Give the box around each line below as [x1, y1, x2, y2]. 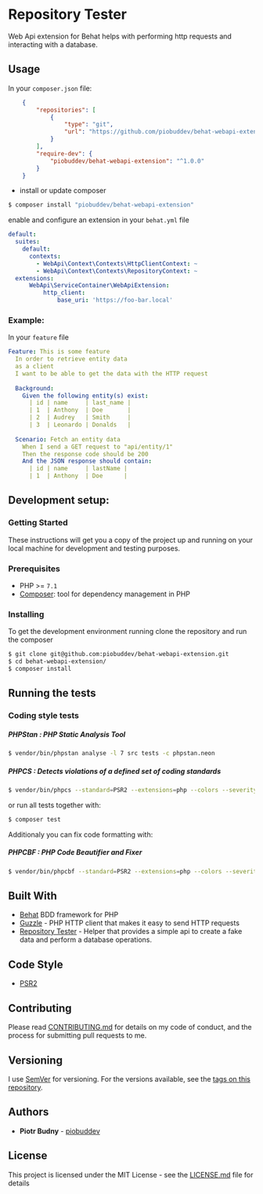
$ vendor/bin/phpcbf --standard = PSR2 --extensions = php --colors [8, 867, 222, 875]
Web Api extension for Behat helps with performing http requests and [8, 31, 232, 41]
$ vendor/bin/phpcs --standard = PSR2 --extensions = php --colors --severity [8, 786, 258, 794]
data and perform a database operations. [19, 935, 153, 944]
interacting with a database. [8, 39, 98, 49]
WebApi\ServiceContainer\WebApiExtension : [28, 281, 170, 290]
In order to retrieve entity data [15, 355, 128, 363]
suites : [15, 238, 41, 246]
